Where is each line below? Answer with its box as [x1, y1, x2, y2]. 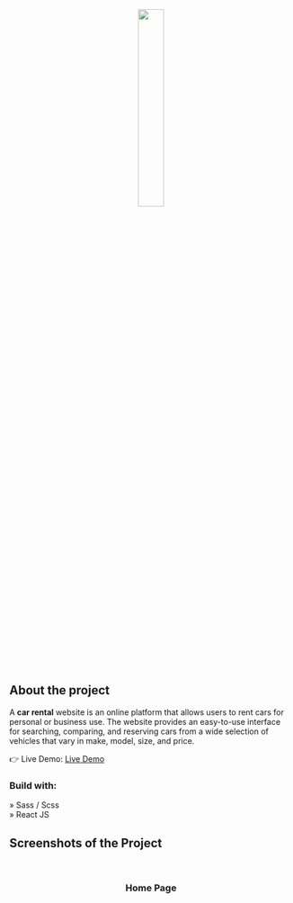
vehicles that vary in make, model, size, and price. [9, 735, 195, 746]
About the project [9, 683, 111, 698]
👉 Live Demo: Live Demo [9, 753, 105, 764]
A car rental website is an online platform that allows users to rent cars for [9, 706, 285, 718]
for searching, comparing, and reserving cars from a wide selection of [9, 726, 270, 737]
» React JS [9, 809, 49, 820]
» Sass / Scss [9, 800, 60, 810]
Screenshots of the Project [9, 836, 163, 851]
